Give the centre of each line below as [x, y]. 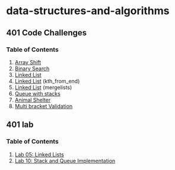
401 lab [20, 125]
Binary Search [32, 68]
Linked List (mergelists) [43, 87]
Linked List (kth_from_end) [47, 81]
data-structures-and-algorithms [88, 11]
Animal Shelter [33, 100]
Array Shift [28, 62]
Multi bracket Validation [44, 106]
